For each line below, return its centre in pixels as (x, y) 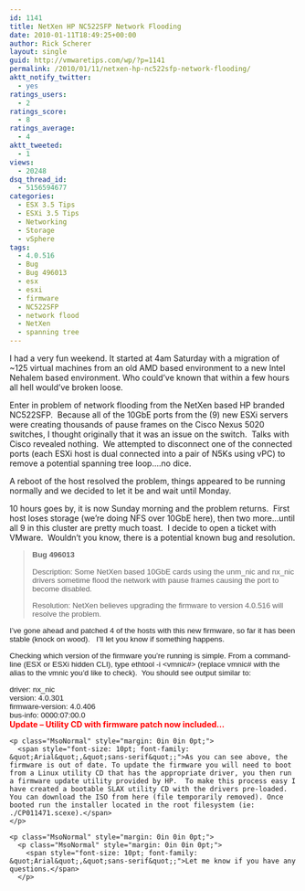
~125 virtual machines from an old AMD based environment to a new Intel (147, 368)
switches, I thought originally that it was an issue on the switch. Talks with (149, 434)
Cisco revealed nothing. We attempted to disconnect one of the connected (151, 444)
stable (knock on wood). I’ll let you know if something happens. (117, 639)
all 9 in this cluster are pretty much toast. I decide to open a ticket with (143, 528)
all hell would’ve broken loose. (66, 387)
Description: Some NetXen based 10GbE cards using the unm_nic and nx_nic (163, 572)
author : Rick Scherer (51, 43)
